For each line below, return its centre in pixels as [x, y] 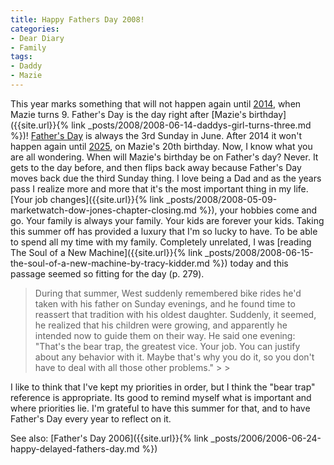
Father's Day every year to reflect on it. [91, 418]
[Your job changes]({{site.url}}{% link [87, 199]
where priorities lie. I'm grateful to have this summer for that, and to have [160, 408]
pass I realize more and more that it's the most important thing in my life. [159, 188]
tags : [21, 57]
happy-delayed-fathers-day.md [75, 448]
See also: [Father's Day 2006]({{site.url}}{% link [109, 438]
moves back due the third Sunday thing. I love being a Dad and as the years [166, 178]
